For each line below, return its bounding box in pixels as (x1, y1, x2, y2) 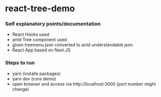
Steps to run (5, 59, 35, 66)
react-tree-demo (5, 3, 75, 14)
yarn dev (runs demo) (12, 75, 56, 81)
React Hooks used (12, 31, 49, 37)
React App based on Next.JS (12, 47, 71, 53)
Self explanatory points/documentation (5, 21, 101, 27)
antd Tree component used (12, 37, 67, 43)
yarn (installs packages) (12, 71, 61, 76)
